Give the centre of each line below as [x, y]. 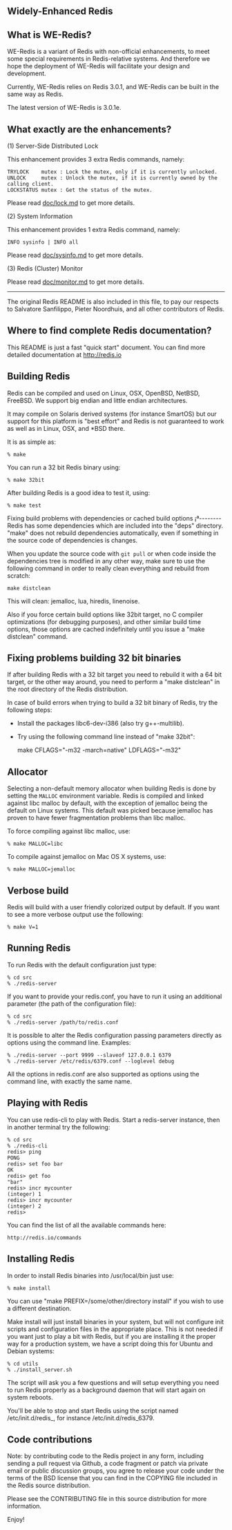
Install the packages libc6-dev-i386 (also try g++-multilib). [100, 724]
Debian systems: [31, 1351]
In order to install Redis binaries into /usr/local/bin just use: [90, 1275]
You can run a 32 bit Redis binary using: [64, 467]
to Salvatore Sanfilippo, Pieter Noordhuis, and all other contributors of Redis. [116, 309]
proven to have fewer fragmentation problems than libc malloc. [97, 818]
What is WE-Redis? [49, 35]
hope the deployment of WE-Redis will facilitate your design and [98, 66]
